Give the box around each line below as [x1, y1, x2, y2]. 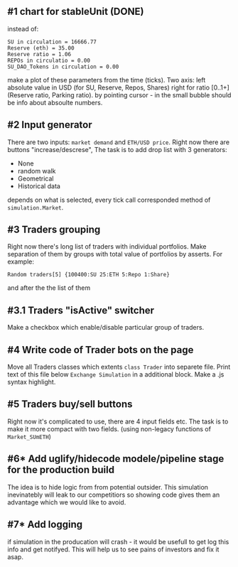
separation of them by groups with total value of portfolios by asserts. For [7, 250, 223, 259]
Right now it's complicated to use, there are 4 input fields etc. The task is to [7, 417, 229, 426]
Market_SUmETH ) [7, 432, 52, 441]
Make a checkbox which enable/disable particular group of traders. [7, 323, 205, 332]
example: [7, 257, 34, 266]
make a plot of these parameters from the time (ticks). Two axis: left [7, 75, 206, 84]
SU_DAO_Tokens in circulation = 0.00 [7, 63, 119, 70]
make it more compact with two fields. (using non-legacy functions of [7, 424, 212, 433]
